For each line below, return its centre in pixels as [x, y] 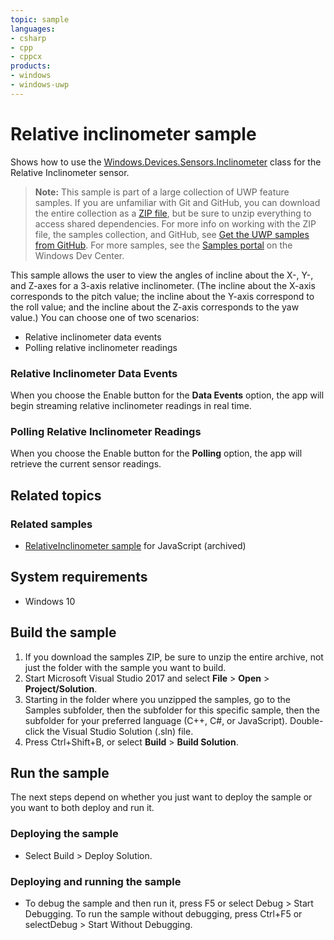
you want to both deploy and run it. [82, 808]
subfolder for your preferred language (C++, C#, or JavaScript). [156, 720]
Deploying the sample [64, 834]
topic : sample [40, 19]
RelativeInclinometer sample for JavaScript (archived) [135, 545]
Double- [306, 720]
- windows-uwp [40, 85]
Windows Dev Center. [79, 255]
